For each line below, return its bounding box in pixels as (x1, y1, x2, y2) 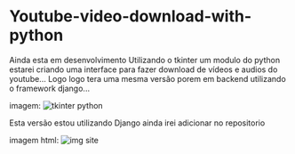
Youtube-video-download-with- (9, 6, 252, 27)
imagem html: (9, 134, 60, 145)
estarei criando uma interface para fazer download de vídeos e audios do (9, 64, 278, 75)
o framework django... (9, 83, 91, 93)
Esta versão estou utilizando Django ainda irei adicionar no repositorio (9, 118, 266, 128)
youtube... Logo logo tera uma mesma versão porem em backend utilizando (9, 73, 286, 84)
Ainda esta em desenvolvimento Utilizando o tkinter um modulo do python (9, 54, 281, 65)
